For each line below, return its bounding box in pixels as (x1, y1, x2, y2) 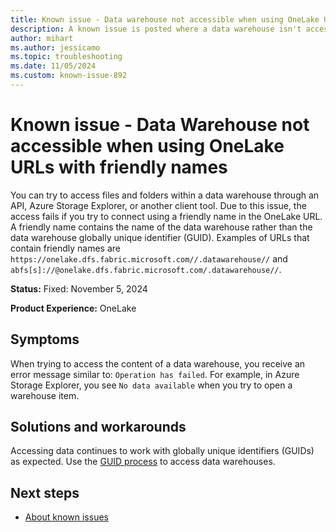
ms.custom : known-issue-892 (10, 71, 128, 81)
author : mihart (10, 33, 74, 43)
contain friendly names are (10, 242, 121, 254)
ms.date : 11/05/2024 (10, 61, 97, 71)
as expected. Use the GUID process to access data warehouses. (10, 456, 276, 468)
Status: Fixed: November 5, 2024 (10, 282, 148, 295)
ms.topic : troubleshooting (10, 52, 123, 62)
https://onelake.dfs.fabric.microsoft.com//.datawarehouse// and (10, 252, 288, 265)
